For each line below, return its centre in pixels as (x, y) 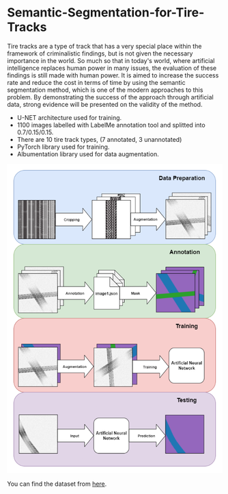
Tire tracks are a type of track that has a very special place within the (104, 46)
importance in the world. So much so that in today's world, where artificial (111, 60)
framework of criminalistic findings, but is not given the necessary (100, 53)
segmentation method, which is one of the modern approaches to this (105, 90)
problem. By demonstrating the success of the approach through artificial (110, 97)
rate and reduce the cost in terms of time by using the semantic (96, 82)
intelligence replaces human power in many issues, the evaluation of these (112, 68)
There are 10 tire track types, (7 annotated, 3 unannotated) (99, 139)
